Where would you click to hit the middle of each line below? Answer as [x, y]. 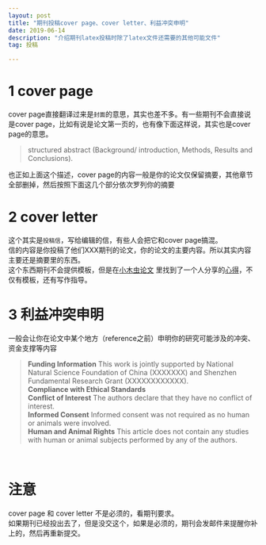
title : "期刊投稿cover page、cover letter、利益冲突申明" [99, 23]
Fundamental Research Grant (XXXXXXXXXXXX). [108, 381]
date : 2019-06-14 [37, 30]
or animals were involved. [69, 423]
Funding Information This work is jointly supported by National [130, 364]
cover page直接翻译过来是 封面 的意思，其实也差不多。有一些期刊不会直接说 [130, 114]
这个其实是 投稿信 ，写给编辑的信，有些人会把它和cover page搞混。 [116, 240]
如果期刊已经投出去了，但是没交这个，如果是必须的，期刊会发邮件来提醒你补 [133, 523]
